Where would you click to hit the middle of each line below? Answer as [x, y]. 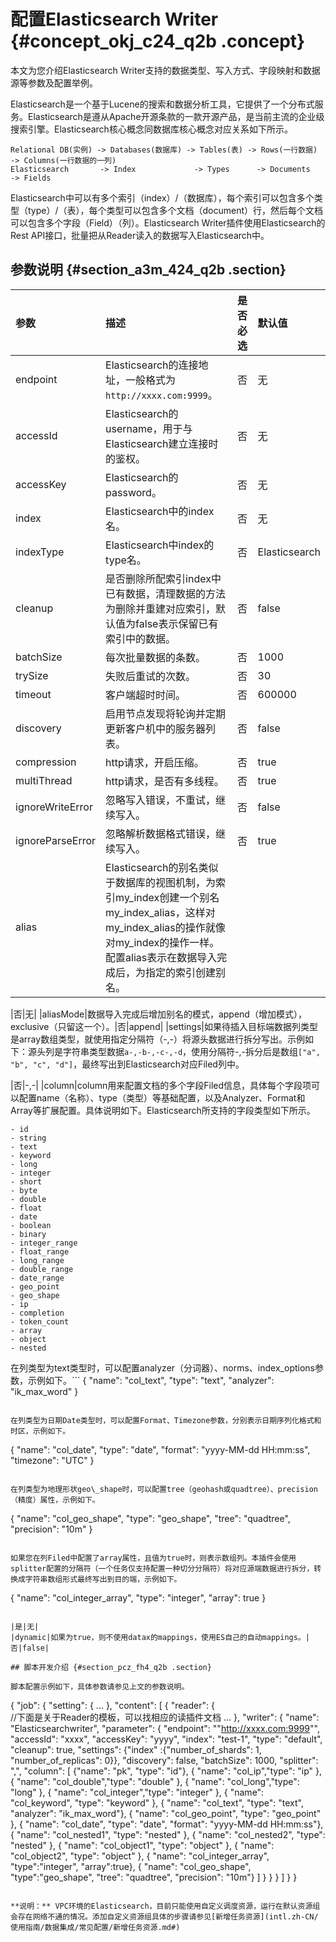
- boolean [31, 1225]
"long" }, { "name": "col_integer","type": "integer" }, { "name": [137, 1792]
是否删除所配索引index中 [163, 578]
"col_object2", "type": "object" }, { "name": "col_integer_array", [140, 1856]
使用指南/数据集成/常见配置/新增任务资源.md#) [95, 1927]
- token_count [40, 1321]
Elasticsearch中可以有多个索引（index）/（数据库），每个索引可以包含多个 [162, 197]
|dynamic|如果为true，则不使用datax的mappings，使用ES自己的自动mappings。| [160, 1637]
